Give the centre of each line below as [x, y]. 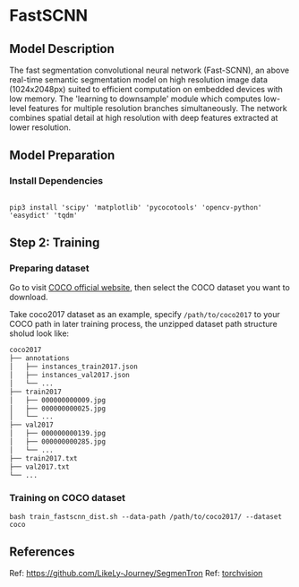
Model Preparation [62, 155]
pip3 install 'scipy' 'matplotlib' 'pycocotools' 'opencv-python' [136, 207]
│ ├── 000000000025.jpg [57, 409]
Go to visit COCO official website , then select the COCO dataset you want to [150, 288]
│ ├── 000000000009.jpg [57, 400]
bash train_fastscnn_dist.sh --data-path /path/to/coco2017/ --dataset [145, 516]
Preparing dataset [49, 268]
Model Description [62, 49]
